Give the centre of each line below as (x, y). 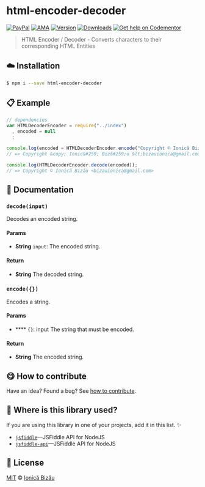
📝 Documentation (40, 189)
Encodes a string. (28, 302)
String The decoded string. (49, 274)
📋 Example (28, 103)
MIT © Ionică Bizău (31, 477)
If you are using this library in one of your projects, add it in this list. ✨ (94, 425)
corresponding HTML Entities (58, 46)
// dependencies (27, 120)
